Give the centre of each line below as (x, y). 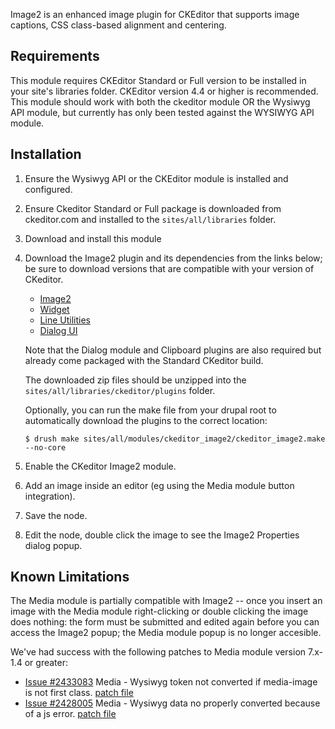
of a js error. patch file (70, 714)
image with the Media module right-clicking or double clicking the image (159, 611)
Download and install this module (93, 238)
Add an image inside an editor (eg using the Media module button (159, 485)
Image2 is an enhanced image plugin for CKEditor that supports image (155, 14)
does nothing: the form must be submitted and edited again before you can (165, 622)
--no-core (45, 447)
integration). (50, 496)
